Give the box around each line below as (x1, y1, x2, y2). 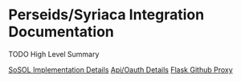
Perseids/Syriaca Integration (8, 6, 205, 24)
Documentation (8, 23, 115, 41)
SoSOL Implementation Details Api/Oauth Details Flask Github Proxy (8, 64, 233, 74)
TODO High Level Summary (8, 49, 100, 59)
